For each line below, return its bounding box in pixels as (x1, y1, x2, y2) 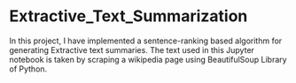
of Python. (9, 64, 48, 74)
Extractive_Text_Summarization (9, 6, 248, 26)
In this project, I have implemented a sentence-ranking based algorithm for (9, 35, 283, 46)
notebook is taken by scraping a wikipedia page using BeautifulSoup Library (9, 54, 287, 64)
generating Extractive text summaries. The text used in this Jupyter (9, 44, 255, 55)
